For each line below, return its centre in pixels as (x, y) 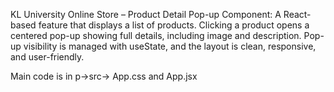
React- (297, 14)
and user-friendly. (47, 57)
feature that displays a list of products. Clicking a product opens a (174, 25)
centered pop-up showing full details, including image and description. (156, 35)
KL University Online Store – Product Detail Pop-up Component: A (146, 14)
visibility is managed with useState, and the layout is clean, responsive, (170, 46)
